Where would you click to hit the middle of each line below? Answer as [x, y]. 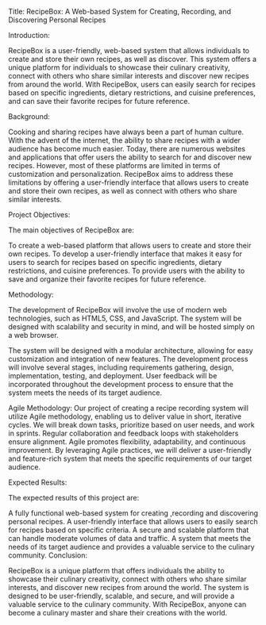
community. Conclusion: [48, 555]
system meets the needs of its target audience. [85, 393]
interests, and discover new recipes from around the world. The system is [129, 587]
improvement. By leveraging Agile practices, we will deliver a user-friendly [130, 450]
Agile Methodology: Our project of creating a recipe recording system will [128, 408]
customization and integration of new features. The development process [128, 359]
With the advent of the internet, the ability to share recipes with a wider [124, 140]
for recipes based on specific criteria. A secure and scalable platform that [129, 530]
